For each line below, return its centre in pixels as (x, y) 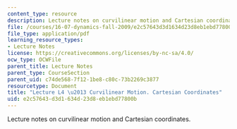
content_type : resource (42, 14)
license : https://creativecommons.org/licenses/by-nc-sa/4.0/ (101, 54)
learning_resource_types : (45, 40)
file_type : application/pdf (49, 33)
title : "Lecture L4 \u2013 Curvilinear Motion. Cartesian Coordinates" (115, 92)
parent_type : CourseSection (49, 73)
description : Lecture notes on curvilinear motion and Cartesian (105, 20)
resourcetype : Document (42, 86)
